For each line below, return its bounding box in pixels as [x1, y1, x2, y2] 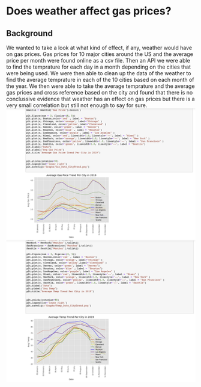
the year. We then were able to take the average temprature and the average [6, 82, 195, 90]
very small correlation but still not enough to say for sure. [6, 102, 148, 109]
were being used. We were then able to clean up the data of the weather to [6, 70, 191, 76]
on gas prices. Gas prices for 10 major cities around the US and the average [6, 51, 194, 58]
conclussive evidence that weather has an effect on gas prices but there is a [6, 95, 195, 102]
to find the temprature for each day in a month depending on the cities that [6, 63, 191, 70]
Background [6, 28, 53, 39]
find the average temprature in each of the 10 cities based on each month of [6, 76, 194, 83]
